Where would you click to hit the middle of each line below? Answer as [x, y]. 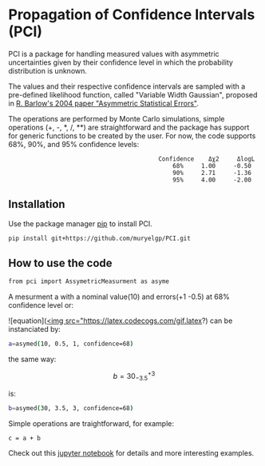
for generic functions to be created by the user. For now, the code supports [132, 135]
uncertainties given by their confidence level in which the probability [121, 62]
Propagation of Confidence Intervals [132, 15]
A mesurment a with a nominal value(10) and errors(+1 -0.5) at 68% [119, 297]
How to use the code [61, 263]
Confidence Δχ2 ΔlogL [207, 159]
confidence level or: [41, 305]
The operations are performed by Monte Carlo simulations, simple [117, 118]
